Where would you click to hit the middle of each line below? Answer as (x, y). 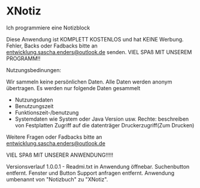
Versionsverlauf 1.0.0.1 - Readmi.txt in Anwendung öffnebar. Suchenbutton (98, 166)
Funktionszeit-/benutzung (47, 112)
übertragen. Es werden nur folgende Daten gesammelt (73, 88)
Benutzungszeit (34, 106)
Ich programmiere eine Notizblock (48, 28)
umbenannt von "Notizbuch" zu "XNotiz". (57, 179)
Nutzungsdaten (34, 100)
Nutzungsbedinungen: (34, 70)
